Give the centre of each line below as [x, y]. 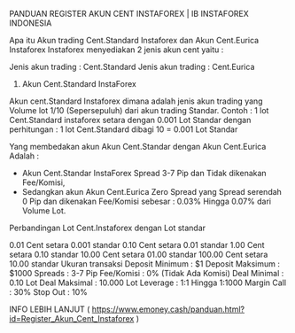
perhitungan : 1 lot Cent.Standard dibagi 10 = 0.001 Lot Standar [124, 129]
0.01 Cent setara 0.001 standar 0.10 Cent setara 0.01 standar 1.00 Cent [137, 245]
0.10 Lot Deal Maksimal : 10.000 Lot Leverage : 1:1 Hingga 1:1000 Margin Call [147, 283]
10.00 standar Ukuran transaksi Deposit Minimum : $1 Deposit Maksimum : [145, 264]
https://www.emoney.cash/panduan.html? [168, 309]
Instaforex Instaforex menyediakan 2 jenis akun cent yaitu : [116, 50]
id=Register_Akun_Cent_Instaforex [72, 318]
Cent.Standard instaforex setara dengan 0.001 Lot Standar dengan [130, 120]
